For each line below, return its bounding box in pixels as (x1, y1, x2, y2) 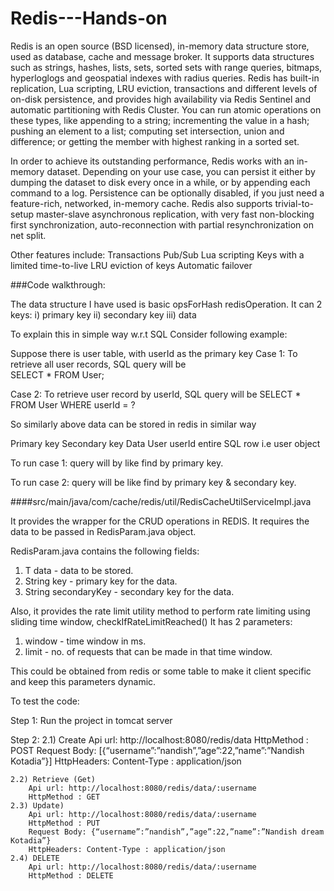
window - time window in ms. (24, 635, 147, 647)
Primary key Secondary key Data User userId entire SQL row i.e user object (10, 437, 321, 449)
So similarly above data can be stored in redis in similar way (10, 418, 257, 430)
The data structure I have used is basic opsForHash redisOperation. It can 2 (10, 298, 323, 310)
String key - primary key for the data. (24, 575, 178, 587)
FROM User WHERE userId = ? (10, 398, 136, 411)
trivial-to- (274, 197, 315, 209)
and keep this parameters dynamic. (10, 675, 157, 687)
